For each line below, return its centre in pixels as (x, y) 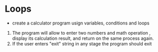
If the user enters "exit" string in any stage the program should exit (82, 43)
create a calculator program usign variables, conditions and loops (81, 23)
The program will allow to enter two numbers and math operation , (81, 33)
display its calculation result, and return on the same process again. (83, 38)
